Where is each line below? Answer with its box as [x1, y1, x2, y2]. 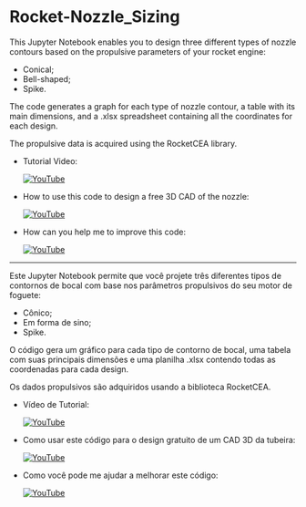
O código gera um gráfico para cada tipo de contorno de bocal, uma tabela [9, 344, 291, 355]
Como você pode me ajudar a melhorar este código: [22, 470, 219, 481]
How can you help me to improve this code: [22, 226, 187, 237]
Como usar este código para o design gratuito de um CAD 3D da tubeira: [22, 434, 296, 445]
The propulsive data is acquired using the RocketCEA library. [9, 138, 238, 149]
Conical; [22, 64, 55, 75]
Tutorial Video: [22, 155, 78, 166]
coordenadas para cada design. [9, 363, 129, 375]
